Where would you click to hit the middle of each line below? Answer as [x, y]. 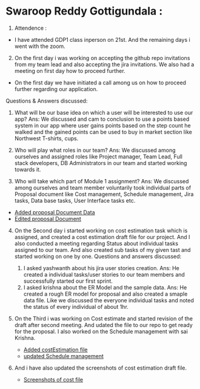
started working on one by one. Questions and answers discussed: [98, 256]
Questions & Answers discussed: [47, 101]
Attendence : [30, 28]
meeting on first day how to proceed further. [70, 70]
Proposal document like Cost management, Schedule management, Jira [104, 194]
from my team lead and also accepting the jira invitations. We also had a [104, 64]
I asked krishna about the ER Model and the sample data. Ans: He [105, 287]
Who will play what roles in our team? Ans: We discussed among [95, 150]
